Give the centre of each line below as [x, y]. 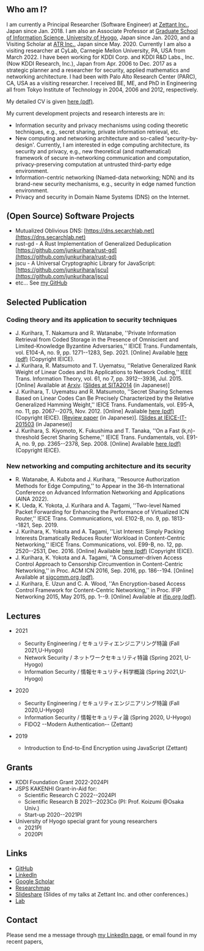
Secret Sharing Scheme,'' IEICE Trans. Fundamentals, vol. [113, 437]
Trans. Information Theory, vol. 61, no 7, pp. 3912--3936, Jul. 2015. [99, 379]
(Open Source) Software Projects [71, 216]
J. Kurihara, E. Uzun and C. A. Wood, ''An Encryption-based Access [100, 584]
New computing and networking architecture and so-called [89, 138]
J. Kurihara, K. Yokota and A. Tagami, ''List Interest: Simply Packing [100, 532]
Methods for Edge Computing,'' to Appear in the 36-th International [100, 486]
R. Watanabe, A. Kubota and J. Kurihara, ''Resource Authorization [97, 479]
